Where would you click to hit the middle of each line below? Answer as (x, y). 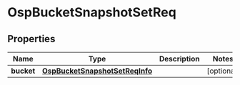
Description (179, 59)
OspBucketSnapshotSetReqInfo (97, 71)
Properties (31, 39)
